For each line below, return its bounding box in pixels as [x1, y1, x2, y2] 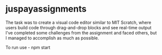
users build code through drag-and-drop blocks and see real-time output [5, 24, 152, 30]
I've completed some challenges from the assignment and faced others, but [5, 30, 157, 36]
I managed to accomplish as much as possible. [5, 35, 99, 41]
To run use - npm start [5, 44, 50, 50]
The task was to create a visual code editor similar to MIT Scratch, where [5, 19, 152, 25]
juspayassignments [5, 3, 87, 15]
